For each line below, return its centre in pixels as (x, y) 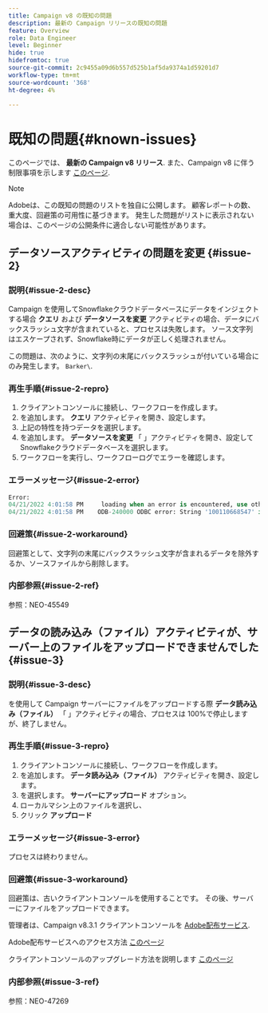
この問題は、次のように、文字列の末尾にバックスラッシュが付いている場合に (134, 356)
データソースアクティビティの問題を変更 (107, 253)
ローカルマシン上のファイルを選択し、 (83, 805)
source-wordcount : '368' (49, 82)
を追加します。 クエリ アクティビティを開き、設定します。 (114, 417)
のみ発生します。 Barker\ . (51, 366)
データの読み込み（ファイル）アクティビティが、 (128, 632)
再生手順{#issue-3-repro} (59, 746)
